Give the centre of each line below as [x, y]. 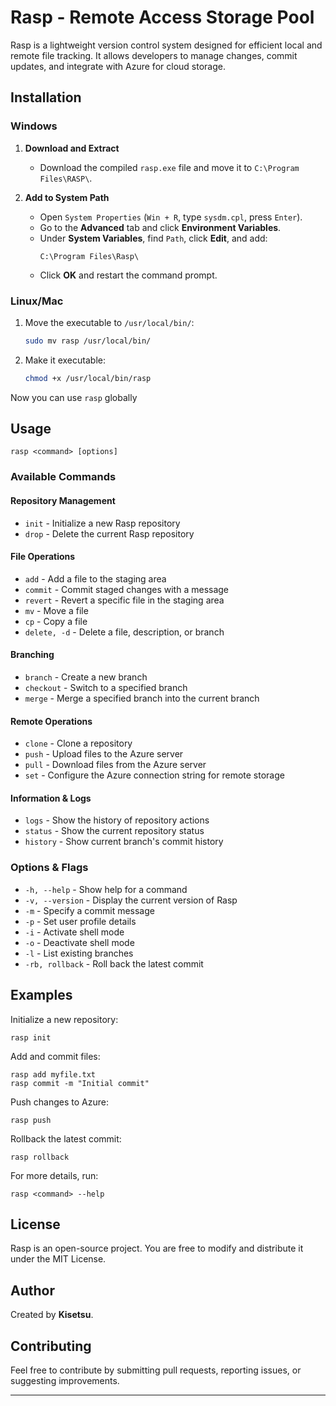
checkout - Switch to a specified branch [106, 688]
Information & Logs [51, 798]
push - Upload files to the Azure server [104, 754]
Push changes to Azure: [59, 1102]
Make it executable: [65, 360]
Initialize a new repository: [64, 1019]
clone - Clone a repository [78, 743]
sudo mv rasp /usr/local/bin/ [88, 341]
